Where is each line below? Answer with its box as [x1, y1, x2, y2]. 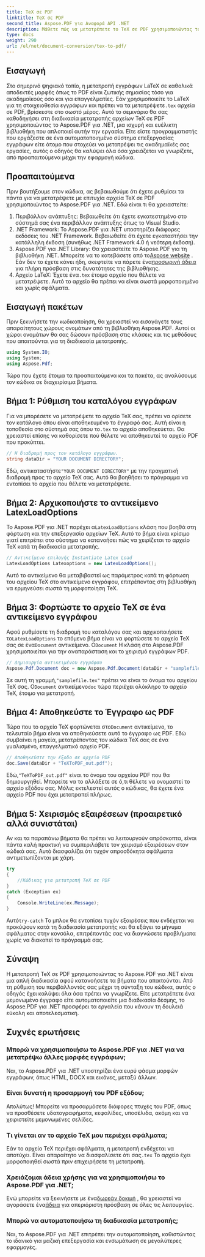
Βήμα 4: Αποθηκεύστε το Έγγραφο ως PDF [6, 707, 174, 718]
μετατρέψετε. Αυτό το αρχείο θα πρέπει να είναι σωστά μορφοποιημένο [15, 277, 199, 285]
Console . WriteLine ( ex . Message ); [17, 900, 99, 906]
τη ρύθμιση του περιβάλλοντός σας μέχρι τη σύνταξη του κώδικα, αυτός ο [6, 983, 196, 991]
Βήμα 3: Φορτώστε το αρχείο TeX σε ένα [6, 602, 166, 613]
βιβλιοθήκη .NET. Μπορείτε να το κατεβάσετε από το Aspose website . [15, 252, 193, 259]
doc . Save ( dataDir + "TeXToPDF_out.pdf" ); [6, 760, 113, 767]
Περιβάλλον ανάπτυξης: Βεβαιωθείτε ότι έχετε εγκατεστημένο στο [15, 212, 187, 220]
